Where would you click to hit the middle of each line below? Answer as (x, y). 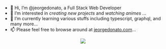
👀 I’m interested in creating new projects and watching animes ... (78, 13)
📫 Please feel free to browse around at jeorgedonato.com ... (73, 30)
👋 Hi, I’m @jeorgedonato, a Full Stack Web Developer (66, 8)
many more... (24, 24)
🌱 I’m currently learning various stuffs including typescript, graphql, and (86, 18)
